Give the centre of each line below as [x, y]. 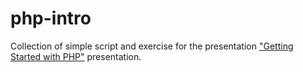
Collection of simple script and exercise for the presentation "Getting [152, 46]
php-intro [51, 18]
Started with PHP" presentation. [76, 56]
